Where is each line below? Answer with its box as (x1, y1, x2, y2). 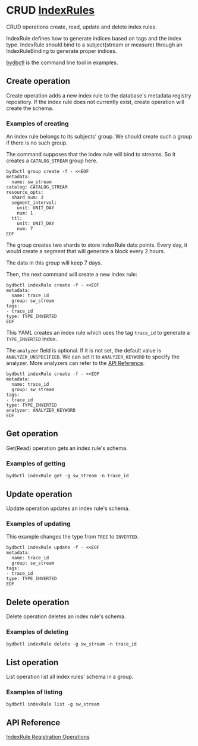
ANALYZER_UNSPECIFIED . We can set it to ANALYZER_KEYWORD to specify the (6, 353, 180, 360)
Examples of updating (6, 520, 71, 528)
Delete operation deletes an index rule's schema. (6, 613, 126, 620)
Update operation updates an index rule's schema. (6, 505, 130, 512)
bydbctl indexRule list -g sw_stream (6, 701, 100, 707)
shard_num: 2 (11, 194, 44, 201)
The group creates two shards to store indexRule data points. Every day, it (6, 241, 187, 248)
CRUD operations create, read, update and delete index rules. (6, 23, 157, 30)
